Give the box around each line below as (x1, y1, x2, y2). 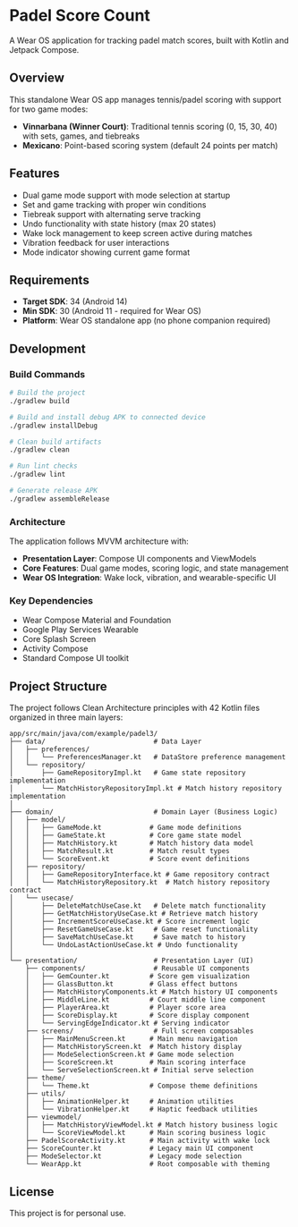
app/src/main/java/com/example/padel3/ (9, 730, 158, 739)
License (9, 1184, 55, 1199)
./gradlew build (9, 396, 70, 405)
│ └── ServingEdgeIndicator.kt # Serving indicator (25, 1019, 230, 1028)
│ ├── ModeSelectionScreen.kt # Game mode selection (25, 1050, 234, 1060)
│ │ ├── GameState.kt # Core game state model (9, 831, 243, 841)
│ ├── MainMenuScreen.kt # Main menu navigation (25, 1035, 239, 1044)
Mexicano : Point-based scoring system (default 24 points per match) (21, 140, 279, 150)
